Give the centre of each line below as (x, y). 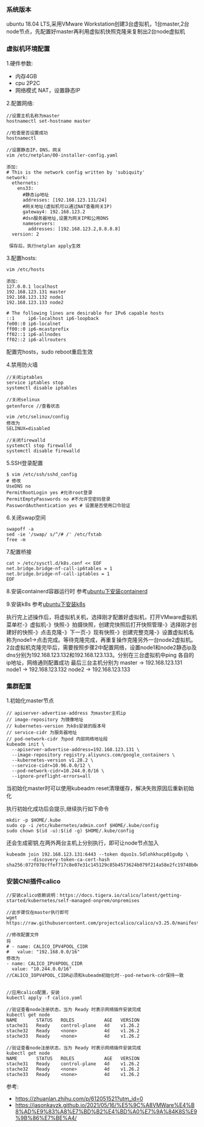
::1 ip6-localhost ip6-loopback (53, 318)
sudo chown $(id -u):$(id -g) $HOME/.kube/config (70, 831)
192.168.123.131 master (36, 292)
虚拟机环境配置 (28, 49)
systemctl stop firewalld (39, 445)
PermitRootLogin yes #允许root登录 (49, 492)
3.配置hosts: (22, 258)
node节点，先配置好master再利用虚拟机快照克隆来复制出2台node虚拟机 (96, 32)
